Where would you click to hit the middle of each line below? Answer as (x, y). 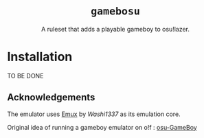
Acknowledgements (51, 97)
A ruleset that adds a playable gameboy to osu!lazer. (115, 29)
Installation (40, 57)
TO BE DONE (25, 76)
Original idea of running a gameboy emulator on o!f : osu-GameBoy (102, 127)
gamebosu (115, 11)
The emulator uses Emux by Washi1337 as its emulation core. (94, 114)
